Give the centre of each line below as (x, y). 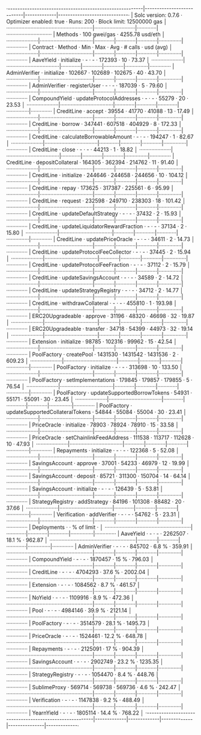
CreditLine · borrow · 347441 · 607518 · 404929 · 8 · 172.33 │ (107, 124)
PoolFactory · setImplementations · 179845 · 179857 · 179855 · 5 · (112, 380)
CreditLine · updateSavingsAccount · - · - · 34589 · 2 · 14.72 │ (108, 277)
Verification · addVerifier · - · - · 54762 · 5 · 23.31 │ (119, 514)
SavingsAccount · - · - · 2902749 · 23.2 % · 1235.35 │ (98, 661)
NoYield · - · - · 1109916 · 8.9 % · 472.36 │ (83, 598)
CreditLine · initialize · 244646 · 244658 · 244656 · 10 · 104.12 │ (110, 175)
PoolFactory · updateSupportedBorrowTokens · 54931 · (124, 393)
